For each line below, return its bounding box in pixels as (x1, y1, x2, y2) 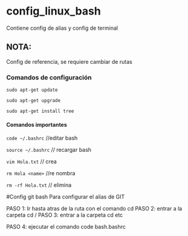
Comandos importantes (6, 121, 68, 128)
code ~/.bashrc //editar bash (6, 135, 78, 142)
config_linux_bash (6, 4, 101, 18)
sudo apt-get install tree (6, 108, 74, 115)
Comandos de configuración (6, 73, 92, 81)
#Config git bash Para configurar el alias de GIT (6, 193, 125, 201)
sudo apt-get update (6, 87, 59, 93)
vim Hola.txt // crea (6, 158, 57, 165)
